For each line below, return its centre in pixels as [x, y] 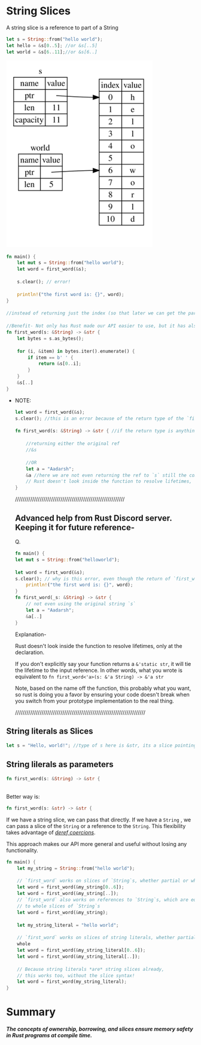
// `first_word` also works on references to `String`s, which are [103, 900]
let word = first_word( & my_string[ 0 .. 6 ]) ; [71, 887]
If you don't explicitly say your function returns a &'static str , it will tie [103, 664]
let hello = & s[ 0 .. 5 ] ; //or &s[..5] [52, 45]
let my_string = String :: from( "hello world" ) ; [76, 868]
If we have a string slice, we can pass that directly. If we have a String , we [99, 820]
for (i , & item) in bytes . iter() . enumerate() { [76, 351]
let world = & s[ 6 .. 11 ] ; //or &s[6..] [52, 52]
